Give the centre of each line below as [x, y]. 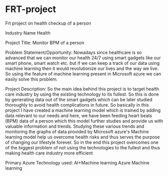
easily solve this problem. [32, 79]
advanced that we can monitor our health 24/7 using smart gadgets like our [83, 58]
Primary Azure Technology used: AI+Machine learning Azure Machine [77, 162]
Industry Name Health [28, 33]
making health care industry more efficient [49, 153]
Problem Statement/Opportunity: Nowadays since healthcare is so [73, 52]
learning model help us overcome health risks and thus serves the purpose [82, 137]
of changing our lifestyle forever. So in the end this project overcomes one [82, 142]
